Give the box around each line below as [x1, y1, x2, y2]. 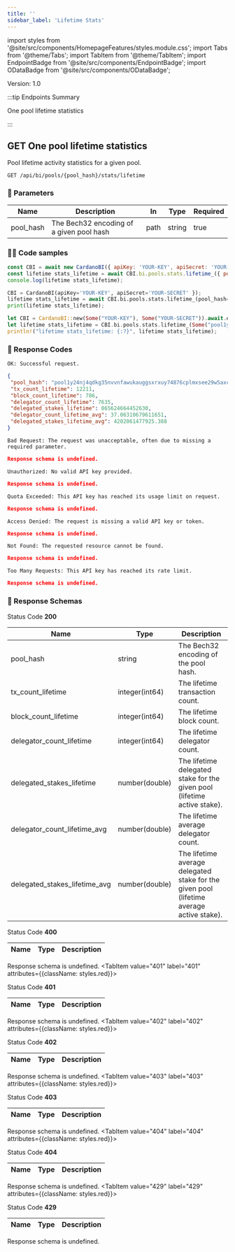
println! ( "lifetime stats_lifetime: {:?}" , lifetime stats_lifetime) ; [7, 328, 218, 335]
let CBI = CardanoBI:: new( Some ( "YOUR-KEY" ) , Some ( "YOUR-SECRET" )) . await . [7, 315, 227, 322]
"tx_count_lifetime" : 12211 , [10, 385, 96, 392]
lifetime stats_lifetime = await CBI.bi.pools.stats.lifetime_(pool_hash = [7, 296, 230, 303]
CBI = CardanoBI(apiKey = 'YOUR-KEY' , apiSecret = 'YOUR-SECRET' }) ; [7, 289, 201, 296]
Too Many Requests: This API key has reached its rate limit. [7, 568, 192, 575]
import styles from [7, 36, 61, 44]
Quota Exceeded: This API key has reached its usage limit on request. [7, 493, 220, 500]
